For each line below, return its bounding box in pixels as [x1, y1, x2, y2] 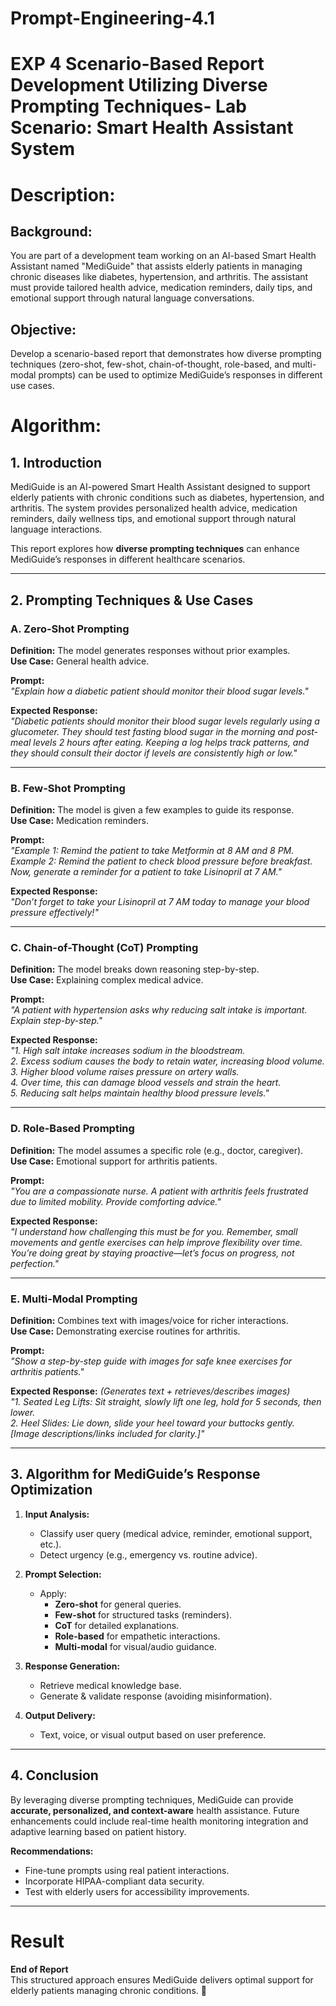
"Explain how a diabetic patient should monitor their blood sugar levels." [10, 685, 309, 697]
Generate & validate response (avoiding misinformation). [39, 1690, 273, 1702]
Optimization [10, 1482, 93, 1499]
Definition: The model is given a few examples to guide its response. [10, 804, 295, 816]
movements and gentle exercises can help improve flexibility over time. [10, 1236, 303, 1248]
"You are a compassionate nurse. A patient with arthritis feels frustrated [10, 1185, 309, 1197]
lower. [10, 1407, 36, 1419]
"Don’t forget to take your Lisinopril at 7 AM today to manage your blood [10, 896, 310, 908]
